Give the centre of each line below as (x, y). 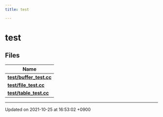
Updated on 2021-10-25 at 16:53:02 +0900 (48, 109)
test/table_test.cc (28, 93)
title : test (17, 9)
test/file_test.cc (26, 85)
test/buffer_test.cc (30, 77)
